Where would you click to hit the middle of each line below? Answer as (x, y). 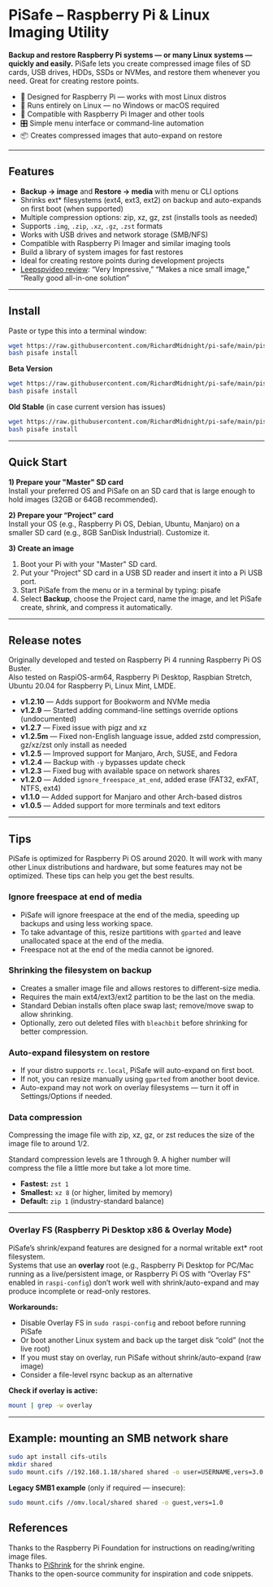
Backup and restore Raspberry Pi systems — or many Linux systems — (130, 55)
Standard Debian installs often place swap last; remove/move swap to (137, 1005)
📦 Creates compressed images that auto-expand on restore (121, 135)
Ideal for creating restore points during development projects (122, 260)
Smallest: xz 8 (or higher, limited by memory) (96, 1193)
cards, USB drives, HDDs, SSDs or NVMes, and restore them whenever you (134, 72)
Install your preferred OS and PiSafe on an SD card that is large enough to (132, 490)
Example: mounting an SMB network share (119, 1438)
